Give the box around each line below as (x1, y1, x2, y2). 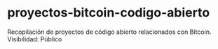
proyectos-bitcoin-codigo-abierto (7, 5, 210, 21)
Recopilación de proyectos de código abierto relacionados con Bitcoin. (7, 28, 212, 36)
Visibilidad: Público (7, 35, 62, 43)
